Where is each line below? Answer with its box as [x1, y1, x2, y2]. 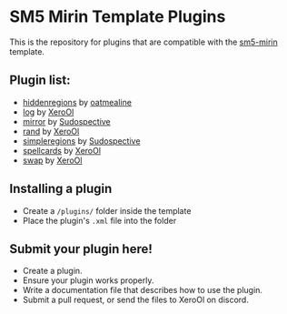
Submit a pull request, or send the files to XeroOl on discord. [22, 294, 250, 306]
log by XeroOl [22, 106, 74, 117]
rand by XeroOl [22, 126, 80, 137]
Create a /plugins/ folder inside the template [22, 205, 192, 216]
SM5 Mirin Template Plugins [9, 6, 226, 27]
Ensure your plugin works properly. [22, 275, 154, 286]
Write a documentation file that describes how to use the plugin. [22, 285, 263, 296]
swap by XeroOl [22, 155, 83, 166]
